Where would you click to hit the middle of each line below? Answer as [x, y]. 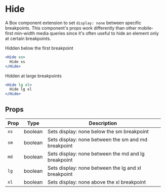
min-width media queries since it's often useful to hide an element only [86, 33]
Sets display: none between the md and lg [96, 154]
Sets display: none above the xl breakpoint [97, 182]
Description [103, 123]
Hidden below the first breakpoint [39, 48]
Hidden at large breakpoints [33, 76]
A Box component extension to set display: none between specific [73, 23]
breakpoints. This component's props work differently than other [71, 28]
